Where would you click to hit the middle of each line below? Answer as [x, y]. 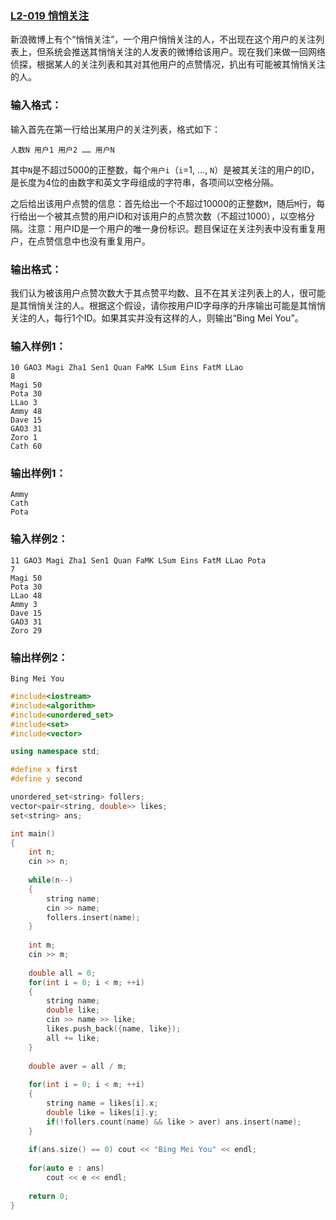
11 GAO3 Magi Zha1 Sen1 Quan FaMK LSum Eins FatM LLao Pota [138, 560]
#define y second [46, 779]
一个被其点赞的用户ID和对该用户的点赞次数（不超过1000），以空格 [171, 216]
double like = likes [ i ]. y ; [102, 1112]
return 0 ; [49, 1196]
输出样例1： [38, 474]
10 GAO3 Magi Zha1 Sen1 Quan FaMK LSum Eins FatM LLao [127, 368]
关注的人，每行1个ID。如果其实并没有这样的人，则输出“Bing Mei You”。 [157, 318]
